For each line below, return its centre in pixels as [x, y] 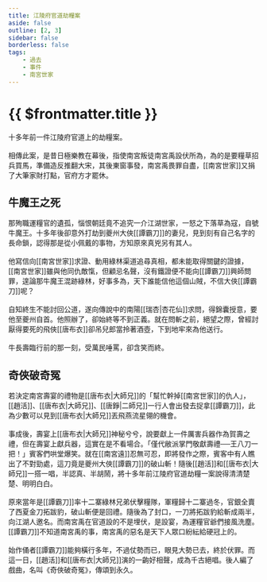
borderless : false [39, 45]
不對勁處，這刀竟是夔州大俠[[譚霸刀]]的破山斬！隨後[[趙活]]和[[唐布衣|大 [140, 464]
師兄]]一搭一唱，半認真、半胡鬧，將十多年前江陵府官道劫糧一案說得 [119, 474]
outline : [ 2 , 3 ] [35, 30]
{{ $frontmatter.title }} [83, 114]
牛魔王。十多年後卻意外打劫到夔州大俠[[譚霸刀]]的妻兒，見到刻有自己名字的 [132, 233]
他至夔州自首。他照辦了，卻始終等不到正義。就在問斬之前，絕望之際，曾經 [130, 319]
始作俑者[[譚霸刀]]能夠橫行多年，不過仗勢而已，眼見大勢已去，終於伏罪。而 [132, 550]
